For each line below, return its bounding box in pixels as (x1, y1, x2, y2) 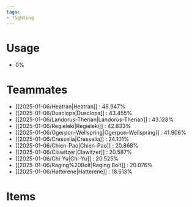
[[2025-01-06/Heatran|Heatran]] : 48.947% (15, 103, 125, 110)
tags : (6, 9, 20, 15)
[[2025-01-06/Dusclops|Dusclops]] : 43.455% (15, 110, 133, 117)
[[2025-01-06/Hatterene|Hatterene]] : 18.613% (15, 168, 133, 175)
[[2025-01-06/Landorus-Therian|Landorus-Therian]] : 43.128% (15, 116, 174, 123)
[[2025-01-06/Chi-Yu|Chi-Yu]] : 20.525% (15, 155, 119, 162)
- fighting (6, 15, 34, 21)
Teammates (6, 83, 68, 97)
